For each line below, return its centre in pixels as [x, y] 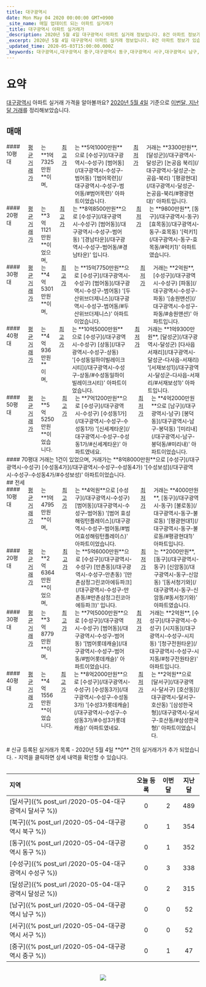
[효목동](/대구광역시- [174, 224]
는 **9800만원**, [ [172, 209]
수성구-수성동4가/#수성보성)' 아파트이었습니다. [70, 474]
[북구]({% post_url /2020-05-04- [59, 822]
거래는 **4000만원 [176, 490]
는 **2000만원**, [174, 551]
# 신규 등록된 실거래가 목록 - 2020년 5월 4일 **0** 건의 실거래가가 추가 [92, 750]
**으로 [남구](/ [169, 405]
